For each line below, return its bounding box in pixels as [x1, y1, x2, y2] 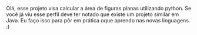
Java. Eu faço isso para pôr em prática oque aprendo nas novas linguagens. [6, 17, 191, 24]
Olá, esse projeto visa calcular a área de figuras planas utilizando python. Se [6, 5, 192, 11]
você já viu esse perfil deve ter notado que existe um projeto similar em [6, 11, 179, 18]
